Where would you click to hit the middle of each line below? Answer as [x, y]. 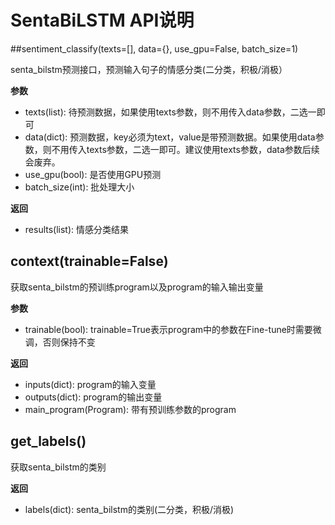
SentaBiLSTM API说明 [102, 20]
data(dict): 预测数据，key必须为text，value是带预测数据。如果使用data [170, 137]
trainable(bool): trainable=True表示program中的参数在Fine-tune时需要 [168, 329]
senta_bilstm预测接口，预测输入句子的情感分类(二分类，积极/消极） [149, 69]
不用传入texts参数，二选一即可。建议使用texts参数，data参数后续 [185, 149]
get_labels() [48, 441]
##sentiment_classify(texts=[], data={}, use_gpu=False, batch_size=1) [154, 48]
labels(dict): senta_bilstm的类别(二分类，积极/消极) [129, 509]
